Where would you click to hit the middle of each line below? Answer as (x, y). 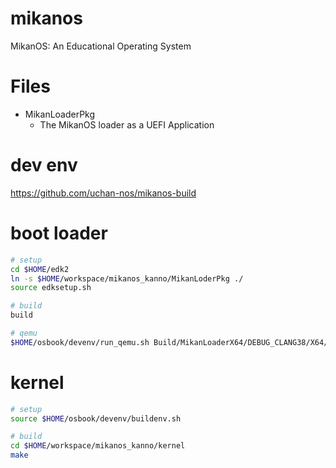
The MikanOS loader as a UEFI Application (127, 124)
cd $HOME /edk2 (40, 269)
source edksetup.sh (51, 288)
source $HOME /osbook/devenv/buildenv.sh (96, 418)
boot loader (59, 233)
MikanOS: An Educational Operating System (101, 46)
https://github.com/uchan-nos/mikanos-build (103, 193)
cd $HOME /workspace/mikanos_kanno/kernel (98, 446)
